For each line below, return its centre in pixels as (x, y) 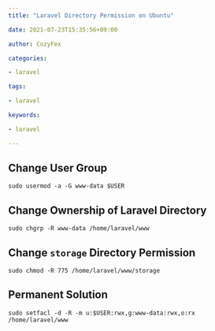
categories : (28, 58)
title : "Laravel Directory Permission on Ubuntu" (91, 15)
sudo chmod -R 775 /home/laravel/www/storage (84, 271)
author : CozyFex (35, 44)
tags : (17, 87)
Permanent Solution (58, 295)
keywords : (24, 115)
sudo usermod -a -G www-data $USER (67, 186)
